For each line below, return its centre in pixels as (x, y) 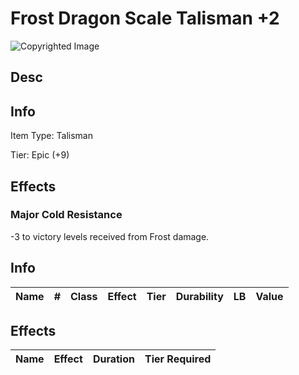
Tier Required (178, 359)
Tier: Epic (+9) (40, 155)
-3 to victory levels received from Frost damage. (110, 236)
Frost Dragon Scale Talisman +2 (145, 18)
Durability (199, 296)
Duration (113, 359)
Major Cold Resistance (66, 215)
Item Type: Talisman (51, 136)
